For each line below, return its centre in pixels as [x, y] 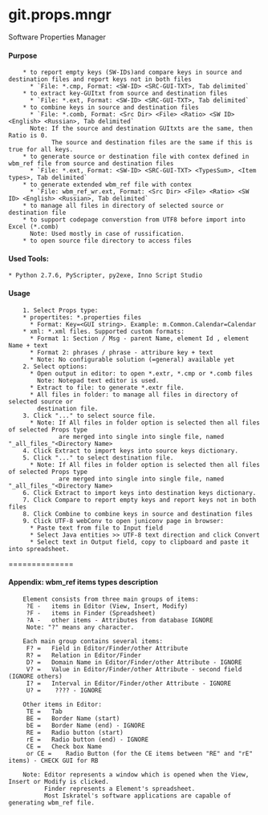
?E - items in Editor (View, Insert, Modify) [107, 606]
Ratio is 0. [28, 136]
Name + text [28, 345]
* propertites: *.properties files [82, 317]
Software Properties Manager [57, 37]
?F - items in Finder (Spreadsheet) [91, 613]
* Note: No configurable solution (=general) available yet [132, 359]
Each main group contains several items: [93, 641]
